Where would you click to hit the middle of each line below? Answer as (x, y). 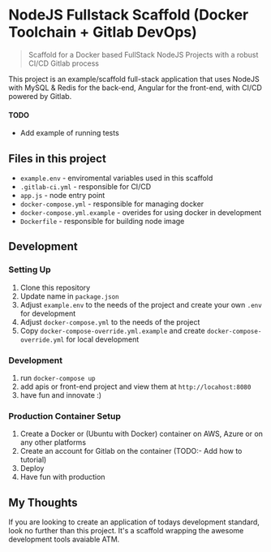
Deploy (32, 468)
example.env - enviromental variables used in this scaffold (116, 178)
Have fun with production (62, 477)
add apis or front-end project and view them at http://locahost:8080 (135, 386)
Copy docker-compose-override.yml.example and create (112, 330)
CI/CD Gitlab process (64, 63)
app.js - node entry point (62, 195)
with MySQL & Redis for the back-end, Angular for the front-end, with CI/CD (135, 88)
